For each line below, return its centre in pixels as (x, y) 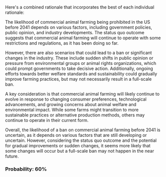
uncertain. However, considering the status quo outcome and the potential (81, 140)
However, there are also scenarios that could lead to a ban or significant (79, 53)
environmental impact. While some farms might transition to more (72, 110)
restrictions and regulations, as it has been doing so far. (62, 43)
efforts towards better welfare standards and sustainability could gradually (81, 74)
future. (12, 156)
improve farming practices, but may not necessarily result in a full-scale (79, 79)
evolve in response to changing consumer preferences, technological (76, 99)
